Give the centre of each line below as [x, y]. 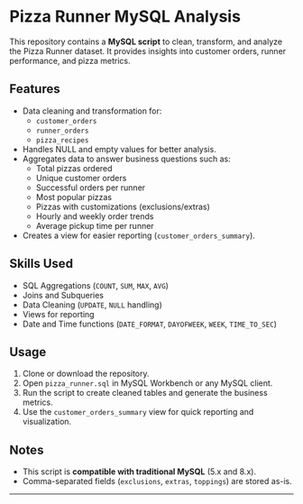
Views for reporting [58, 314]
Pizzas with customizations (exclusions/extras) [123, 206]
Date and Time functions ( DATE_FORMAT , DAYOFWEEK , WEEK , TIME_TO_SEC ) [150, 324]
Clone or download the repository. [86, 374]
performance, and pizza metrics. [70, 60]
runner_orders [62, 131]
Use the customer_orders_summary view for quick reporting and [138, 412]
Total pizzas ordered [74, 168]
